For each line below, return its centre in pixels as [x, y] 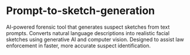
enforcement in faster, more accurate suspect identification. [79, 46]
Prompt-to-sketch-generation [81, 11]
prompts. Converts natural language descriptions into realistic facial [88, 33]
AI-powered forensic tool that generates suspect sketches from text [88, 27]
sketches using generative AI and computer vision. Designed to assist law [95, 39]
